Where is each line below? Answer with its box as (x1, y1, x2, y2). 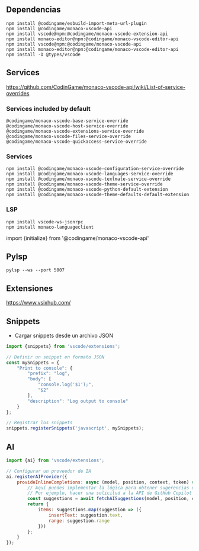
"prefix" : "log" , (27, 370, 70, 377)
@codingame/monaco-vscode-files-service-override (6, 133, 131, 139)
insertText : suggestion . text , (48, 512, 123, 518)
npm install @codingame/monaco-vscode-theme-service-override (6, 181, 163, 187)
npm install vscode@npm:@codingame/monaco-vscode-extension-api (6, 31, 168, 37)
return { (27, 501, 49, 507)
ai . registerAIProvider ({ (6, 473, 68, 479)
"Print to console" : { (17, 365, 73, 371)
